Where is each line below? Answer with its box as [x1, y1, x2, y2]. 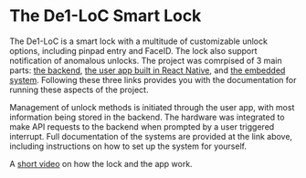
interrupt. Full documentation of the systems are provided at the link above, [9, 131, 293, 141]
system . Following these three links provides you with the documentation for [9, 74, 297, 85]
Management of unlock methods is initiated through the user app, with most [9, 101, 295, 112]
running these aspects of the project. [9, 84, 149, 95]
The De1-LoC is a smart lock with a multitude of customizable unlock [9, 36, 268, 47]
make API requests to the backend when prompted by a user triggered [9, 120, 275, 132]
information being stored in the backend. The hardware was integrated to [9, 111, 285, 122]
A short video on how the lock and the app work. [9, 158, 194, 169]
